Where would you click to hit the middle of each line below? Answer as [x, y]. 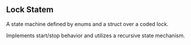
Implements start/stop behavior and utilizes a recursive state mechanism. [95, 36]
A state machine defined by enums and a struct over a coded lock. [87, 24]
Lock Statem [30, 10]
